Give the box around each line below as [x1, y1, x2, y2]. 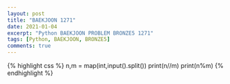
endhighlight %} [7, 69, 54, 77]
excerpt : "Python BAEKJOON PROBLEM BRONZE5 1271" [7, 29, 154, 37]
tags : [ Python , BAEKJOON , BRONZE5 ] [7, 36, 110, 43]
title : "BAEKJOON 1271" [7, 17, 76, 24]
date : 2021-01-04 [7, 23, 58, 30]
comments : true [7, 42, 51, 49]
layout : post [7, 10, 45, 17]
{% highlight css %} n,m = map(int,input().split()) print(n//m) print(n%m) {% [7, 62, 224, 69]
